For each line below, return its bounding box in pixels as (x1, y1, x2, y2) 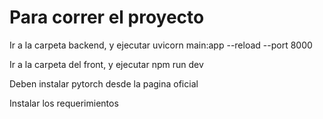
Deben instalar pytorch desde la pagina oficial (9, 77, 199, 90)
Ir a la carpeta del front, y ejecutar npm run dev (9, 58, 204, 70)
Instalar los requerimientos (9, 97, 119, 109)
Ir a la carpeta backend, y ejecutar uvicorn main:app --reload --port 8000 (9, 39, 313, 51)
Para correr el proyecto (9, 6, 205, 29)
